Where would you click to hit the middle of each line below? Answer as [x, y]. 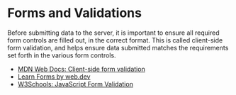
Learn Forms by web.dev [54, 77]
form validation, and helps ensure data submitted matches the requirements [118, 47]
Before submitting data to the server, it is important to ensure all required [113, 33]
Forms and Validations [74, 13]
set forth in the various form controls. [62, 55]
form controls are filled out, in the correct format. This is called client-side [115, 40]
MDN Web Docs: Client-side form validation [81, 69]
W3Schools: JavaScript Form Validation [75, 84]
